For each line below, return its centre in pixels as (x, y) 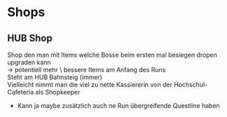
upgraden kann (29, 62)
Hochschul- (191, 84)
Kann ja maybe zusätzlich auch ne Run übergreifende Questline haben (118, 105)
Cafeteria (21, 92)
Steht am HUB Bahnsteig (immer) (55, 77)
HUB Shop (30, 38)
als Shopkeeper (58, 92)
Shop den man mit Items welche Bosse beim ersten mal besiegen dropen (112, 55)
